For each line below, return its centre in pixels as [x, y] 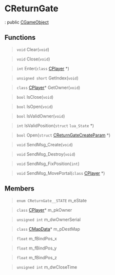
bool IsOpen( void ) [35, 107]
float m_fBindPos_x [37, 238]
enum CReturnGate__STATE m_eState [52, 200]
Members [19, 189]
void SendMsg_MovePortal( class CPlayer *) [61, 173]
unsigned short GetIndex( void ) [48, 78]
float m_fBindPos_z [37, 257]
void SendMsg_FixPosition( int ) [48, 164]
